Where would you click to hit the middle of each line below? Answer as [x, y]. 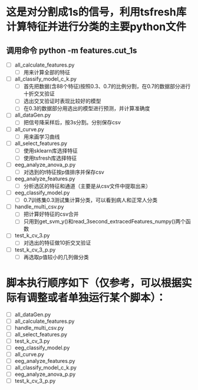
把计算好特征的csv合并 [51, 214]
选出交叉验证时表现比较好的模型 [62, 101]
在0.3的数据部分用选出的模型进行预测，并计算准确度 [87, 108]
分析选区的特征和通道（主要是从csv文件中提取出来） [87, 186]
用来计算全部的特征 [47, 72]
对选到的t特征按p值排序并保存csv [64, 172]
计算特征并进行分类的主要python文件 [96, 27]
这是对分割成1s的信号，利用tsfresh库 [96, 12]
